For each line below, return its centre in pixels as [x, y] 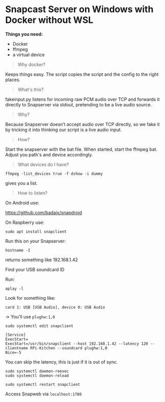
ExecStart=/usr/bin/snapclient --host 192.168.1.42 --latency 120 [77, 344]
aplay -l [14, 289]
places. [13, 79]
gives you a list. [22, 183]
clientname [17, 348]
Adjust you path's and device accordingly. [49, 154]
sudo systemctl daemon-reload [37, 376]
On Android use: [22, 203]
